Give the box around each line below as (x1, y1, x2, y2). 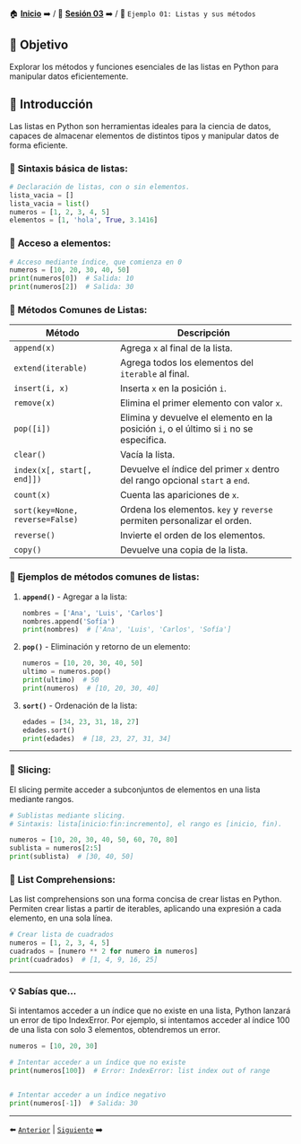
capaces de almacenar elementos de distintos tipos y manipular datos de (9, 130, 279, 141)
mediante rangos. (9, 793, 74, 804)
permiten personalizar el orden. (119, 515, 253, 528)
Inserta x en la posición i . (119, 382, 227, 395)
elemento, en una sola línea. (9, 913, 114, 923)
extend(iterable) (13, 363, 88, 373)
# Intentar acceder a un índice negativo (9, 1090, 167, 1099)
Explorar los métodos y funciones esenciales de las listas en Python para (9, 61, 279, 72)
